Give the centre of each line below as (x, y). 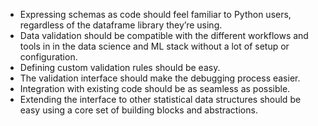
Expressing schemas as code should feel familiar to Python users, (155, 14)
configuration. (48, 57)
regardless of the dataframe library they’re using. (121, 25)
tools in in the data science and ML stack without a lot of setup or (154, 46)
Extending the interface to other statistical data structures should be (160, 99)
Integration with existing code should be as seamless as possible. (155, 88)
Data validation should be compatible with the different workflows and (164, 35)
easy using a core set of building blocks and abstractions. (138, 110)
